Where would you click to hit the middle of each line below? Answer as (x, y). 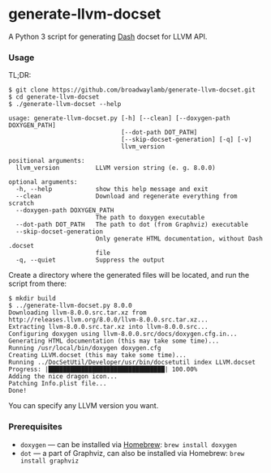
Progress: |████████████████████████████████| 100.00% (103, 369)
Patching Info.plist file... (58, 384)
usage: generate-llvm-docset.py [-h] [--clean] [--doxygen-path (119, 118)
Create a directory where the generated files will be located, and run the (129, 275)
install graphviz (49, 461)
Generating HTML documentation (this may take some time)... (114, 341)
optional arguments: (43, 182)
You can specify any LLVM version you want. (84, 406)
